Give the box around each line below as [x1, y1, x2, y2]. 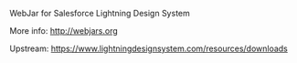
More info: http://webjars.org [9, 26, 119, 36]
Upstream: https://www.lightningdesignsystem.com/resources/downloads [9, 43, 288, 54]
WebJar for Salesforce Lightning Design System [9, 8, 190, 18]
